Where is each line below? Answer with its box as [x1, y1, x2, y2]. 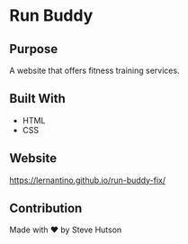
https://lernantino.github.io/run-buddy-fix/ [9, 175, 166, 185]
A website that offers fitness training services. [9, 65, 180, 76]
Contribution [9, 201, 83, 216]
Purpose [9, 41, 58, 57]
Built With [9, 91, 66, 106]
